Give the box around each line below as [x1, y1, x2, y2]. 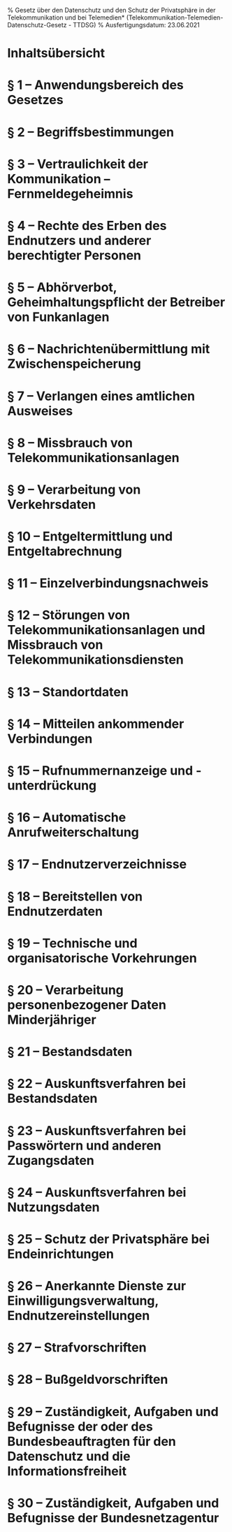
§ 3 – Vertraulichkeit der [7, 156, 149, 172]
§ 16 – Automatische [7, 810, 126, 826]
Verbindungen [7, 731, 93, 747]
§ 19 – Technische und [7, 935, 138, 951]
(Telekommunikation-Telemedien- [126, 13, 224, 22]
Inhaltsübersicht [7, 45, 106, 62]
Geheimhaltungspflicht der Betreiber [7, 294, 226, 310]
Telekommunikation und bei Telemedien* [7, 13, 125, 22]
